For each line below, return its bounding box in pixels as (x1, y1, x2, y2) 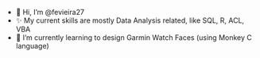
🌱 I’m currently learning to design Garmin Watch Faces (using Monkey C (15, 33, 252, 42)
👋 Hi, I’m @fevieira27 (15, 8, 85, 16)
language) (15, 42, 49, 50)
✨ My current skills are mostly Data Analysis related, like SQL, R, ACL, (15, 16, 245, 25)
